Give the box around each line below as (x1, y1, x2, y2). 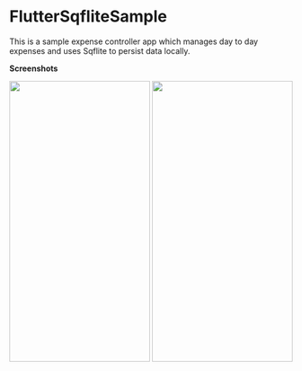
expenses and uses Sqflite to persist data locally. (9, 45, 191, 56)
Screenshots (9, 63, 58, 74)
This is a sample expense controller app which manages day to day (9, 36, 259, 47)
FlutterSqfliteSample (9, 6, 168, 27)
